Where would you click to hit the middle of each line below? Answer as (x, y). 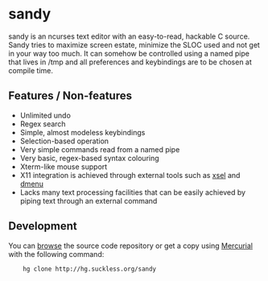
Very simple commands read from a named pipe (100, 149)
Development (43, 226)
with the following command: (56, 254)
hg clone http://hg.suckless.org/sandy (90, 269)
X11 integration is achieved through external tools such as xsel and (130, 175)
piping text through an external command (89, 200)
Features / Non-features (70, 96)
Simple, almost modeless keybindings (82, 132)
